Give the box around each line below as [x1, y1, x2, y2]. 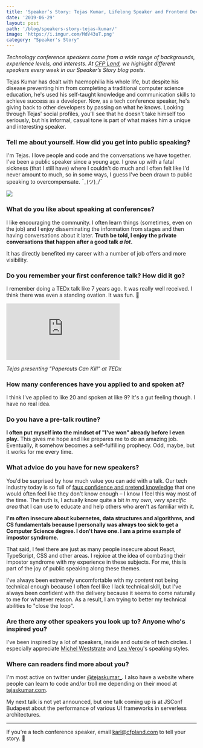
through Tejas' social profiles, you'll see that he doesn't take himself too [6, 110, 185, 117]
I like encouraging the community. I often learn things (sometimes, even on [6, 219, 192, 226]
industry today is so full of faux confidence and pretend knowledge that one [6, 483, 196, 491]
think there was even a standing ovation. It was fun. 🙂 [6, 291, 140, 298]
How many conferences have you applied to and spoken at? [6, 380, 185, 389]
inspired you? [6, 625, 47, 633]
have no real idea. [6, 400, 51, 408]
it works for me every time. [6, 448, 74, 456]
